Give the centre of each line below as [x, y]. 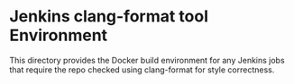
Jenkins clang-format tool [109, 17]
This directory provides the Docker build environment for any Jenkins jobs [147, 60]
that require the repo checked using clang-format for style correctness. [142, 70]
